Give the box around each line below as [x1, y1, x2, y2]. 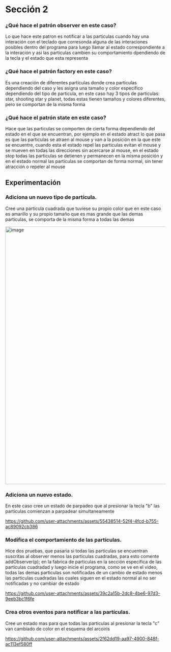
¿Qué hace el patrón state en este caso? [5, 114, 106, 121]
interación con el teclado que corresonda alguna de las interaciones [5, 39, 148, 45]
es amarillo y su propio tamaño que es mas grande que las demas [5, 211, 144, 217]
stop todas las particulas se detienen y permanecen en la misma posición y [5, 153, 163, 159]
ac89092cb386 [5, 524, 38, 530]
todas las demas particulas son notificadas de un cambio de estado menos [5, 570, 163, 576]
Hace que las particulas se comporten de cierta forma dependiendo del [5, 126, 155, 132]
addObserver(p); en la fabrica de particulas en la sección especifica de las [5, 558, 162, 565]
